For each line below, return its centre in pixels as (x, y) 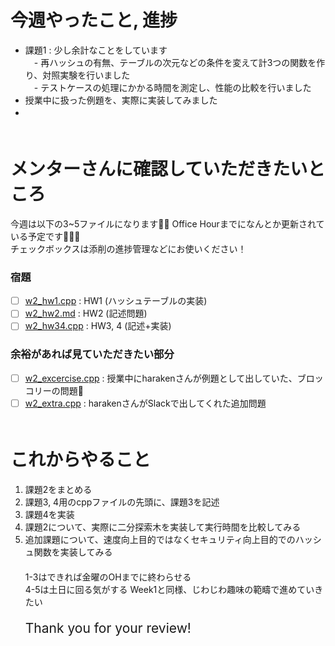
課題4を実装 (49, 514)
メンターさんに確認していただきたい (159, 169)
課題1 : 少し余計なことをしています (96, 50)
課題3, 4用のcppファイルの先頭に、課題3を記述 (122, 502)
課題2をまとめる (58, 489)
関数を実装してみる (73, 552)
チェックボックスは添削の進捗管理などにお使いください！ (128, 248)
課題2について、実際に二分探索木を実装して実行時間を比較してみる (163, 527)
